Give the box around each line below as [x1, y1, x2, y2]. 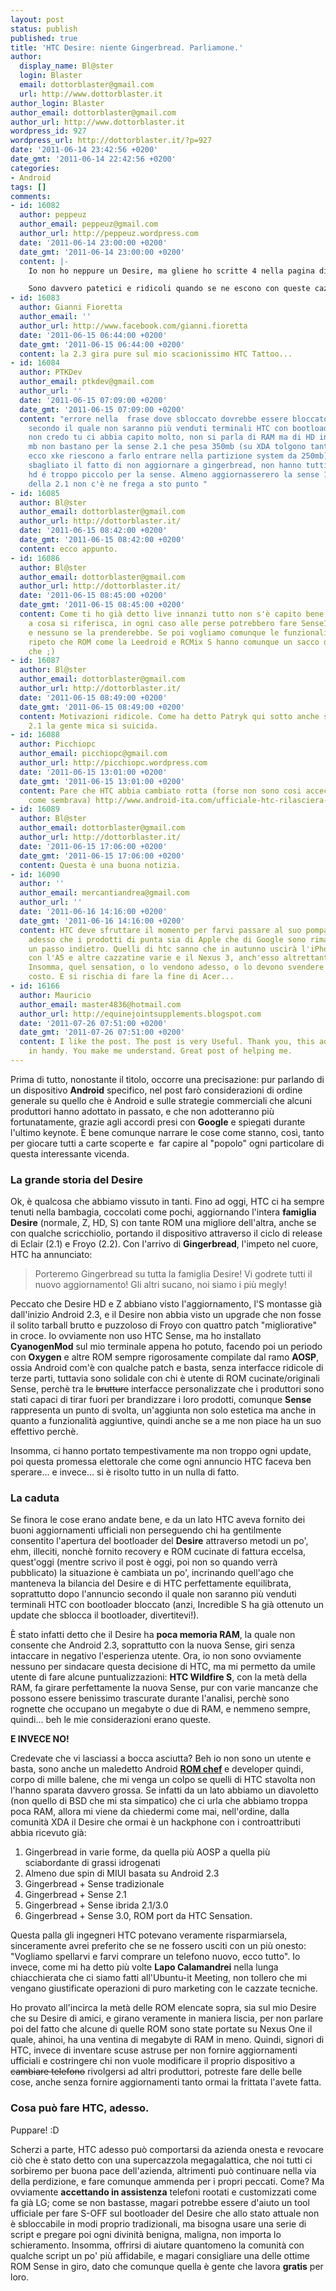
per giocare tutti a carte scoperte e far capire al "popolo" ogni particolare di [10, 1137, 325, 1149]
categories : [10, 163, 60, 173]
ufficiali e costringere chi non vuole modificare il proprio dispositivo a [10, 2055, 295, 2067]
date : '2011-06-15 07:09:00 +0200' [19, 395, 168, 405]
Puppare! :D [10, 2124, 60, 2136]
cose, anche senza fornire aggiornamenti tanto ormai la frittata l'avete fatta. [10, 2076, 322, 2088]
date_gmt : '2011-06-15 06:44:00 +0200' [19, 339, 186, 350]
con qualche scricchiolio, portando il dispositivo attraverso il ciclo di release [10, 1227, 323, 1240]
